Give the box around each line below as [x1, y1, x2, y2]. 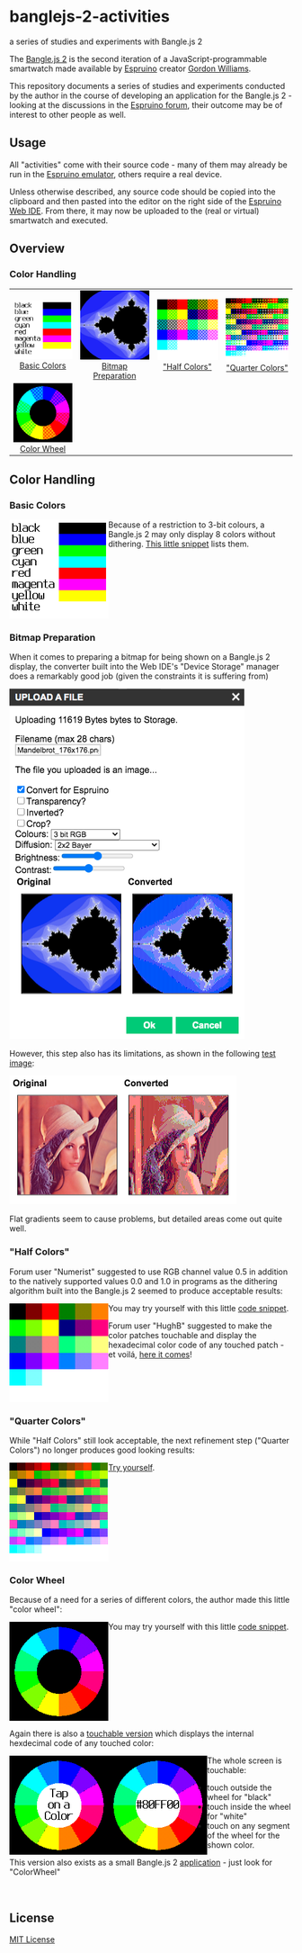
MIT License [9, 1934, 56, 1945]
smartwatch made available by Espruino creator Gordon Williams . [9, 63, 252, 74]
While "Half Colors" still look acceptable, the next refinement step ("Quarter [9, 1435, 290, 1446]
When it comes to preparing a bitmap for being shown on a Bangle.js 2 [9, 652, 271, 662]
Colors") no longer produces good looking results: [9, 1444, 195, 1455]
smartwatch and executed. [9, 214, 109, 226]
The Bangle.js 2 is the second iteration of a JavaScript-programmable [9, 53, 268, 64]
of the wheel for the [207, 1830, 280, 1841]
